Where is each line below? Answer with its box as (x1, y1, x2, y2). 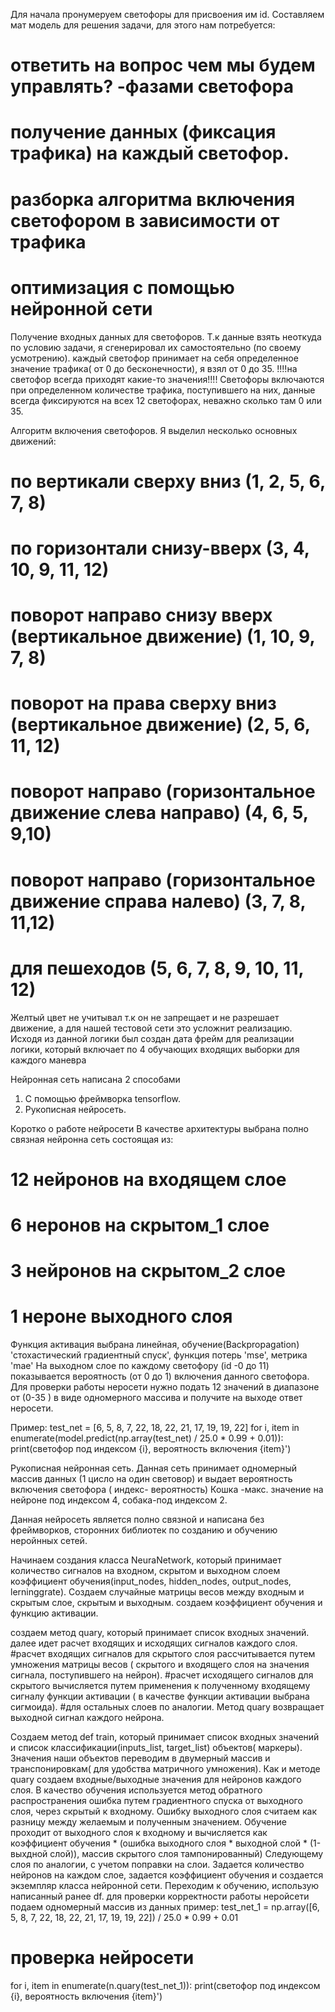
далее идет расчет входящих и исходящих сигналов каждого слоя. (10, 1637, 298, 1649)
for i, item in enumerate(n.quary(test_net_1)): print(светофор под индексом (10, 1980, 321, 1991)
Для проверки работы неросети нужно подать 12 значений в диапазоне (10, 1381, 320, 1393)
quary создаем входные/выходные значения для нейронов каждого (10, 1774, 302, 1786)
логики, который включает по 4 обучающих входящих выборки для (10, 1043, 300, 1055)
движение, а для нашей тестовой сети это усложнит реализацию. (10, 1022, 293, 1034)
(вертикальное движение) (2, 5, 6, (10, 714, 311, 736)
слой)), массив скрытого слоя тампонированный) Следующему (49, 1848, 324, 1860)
